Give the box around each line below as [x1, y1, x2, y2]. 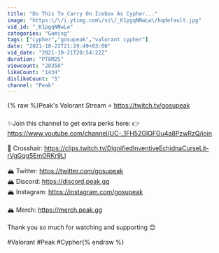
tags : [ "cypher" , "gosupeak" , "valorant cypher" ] [7, 36, 149, 43]
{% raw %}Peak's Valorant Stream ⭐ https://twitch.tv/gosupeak [7, 101, 190, 110]
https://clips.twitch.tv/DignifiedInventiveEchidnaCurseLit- [44, 144, 209, 152]
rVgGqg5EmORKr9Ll [7, 152, 66, 160]
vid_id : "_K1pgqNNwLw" [7, 23, 73, 30]
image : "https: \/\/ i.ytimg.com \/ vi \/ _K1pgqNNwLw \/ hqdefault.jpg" [7, 17, 202, 24]
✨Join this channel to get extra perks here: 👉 [7, 120, 140, 128]
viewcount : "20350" [7, 62, 64, 69]
